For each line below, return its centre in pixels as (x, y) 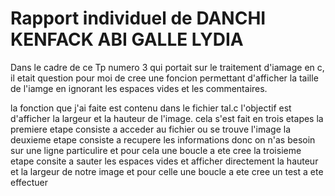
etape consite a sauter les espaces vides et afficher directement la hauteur (164, 161)
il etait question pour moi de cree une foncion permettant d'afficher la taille (164, 78)
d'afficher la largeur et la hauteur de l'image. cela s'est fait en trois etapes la (167, 118)
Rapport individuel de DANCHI (138, 18)
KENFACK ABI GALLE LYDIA (127, 39)
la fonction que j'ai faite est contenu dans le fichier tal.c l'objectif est (151, 108)
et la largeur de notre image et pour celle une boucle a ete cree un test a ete (167, 171)
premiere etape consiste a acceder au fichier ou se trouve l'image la (151, 129)
